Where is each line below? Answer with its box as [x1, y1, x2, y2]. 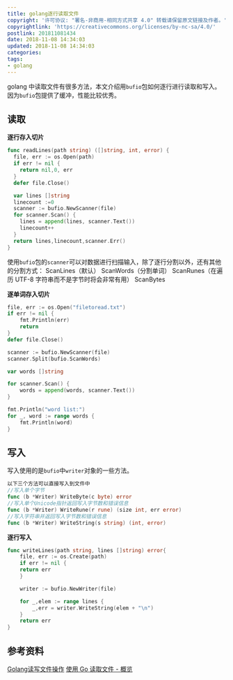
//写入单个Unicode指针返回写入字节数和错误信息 [7, 500, 129, 507]
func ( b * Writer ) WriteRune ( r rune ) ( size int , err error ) [7, 506, 182, 513]
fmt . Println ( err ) [19, 317, 70, 324]
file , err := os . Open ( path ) [13, 154, 95, 161]
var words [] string [7, 368, 64, 375]
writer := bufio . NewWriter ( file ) [19, 585, 117, 592]
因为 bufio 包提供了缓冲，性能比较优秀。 [7, 91, 120, 99]
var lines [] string [13, 192, 70, 199]
